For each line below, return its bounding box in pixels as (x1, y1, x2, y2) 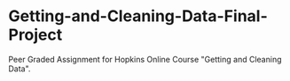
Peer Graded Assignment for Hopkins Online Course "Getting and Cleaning (8, 54, 282, 64)
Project (8, 25, 63, 45)
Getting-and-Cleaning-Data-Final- (8, 6, 268, 26)
